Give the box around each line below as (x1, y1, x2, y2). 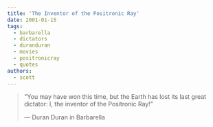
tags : (7, 23, 23, 30)
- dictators (13, 36, 48, 43)
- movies (13, 49, 38, 56)
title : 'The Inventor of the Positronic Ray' (7, 10, 139, 17)
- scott (13, 73, 36, 81)
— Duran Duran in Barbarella (23, 113, 105, 122)
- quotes (13, 61, 38, 68)
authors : (7, 67, 32, 74)
